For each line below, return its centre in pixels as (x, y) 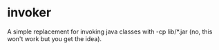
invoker (29, 13)
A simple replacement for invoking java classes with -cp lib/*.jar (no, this (110, 32)
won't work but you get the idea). (55, 38)
